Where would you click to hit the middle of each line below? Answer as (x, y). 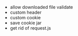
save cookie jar (26, 23)
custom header (26, 12)
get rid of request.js (30, 28)
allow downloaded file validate (41, 7)
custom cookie (25, 18)
